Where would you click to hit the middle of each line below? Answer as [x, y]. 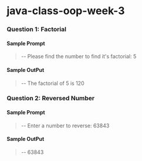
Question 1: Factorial [37, 29]
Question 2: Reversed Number [51, 98]
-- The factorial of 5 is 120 [53, 83]
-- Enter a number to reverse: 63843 [65, 126]
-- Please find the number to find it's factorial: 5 [79, 57]
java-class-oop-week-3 [66, 11]
